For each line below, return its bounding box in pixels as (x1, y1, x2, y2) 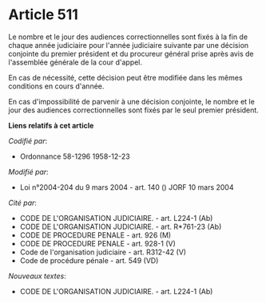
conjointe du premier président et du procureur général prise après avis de (8, 49, 254, 58)
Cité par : (8, 198, 38, 207)
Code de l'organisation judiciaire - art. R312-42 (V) (19, 247, 186, 257)
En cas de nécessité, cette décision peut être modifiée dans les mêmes (8, 73, 243, 82)
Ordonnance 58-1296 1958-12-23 (19, 151, 130, 161)
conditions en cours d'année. (8, 81, 105, 91)
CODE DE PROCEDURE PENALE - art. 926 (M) (19, 230, 172, 240)
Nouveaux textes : (8, 271, 66, 281)
